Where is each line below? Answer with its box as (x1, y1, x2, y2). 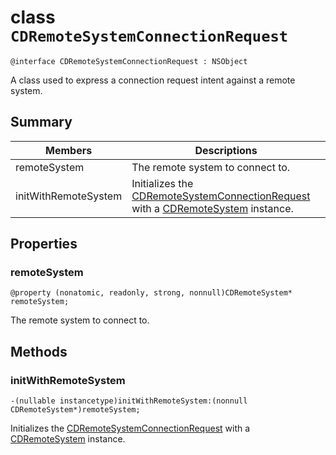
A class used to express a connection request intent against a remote (10, 74, 296, 86)
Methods (10, 343, 68, 360)
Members (45, 143, 93, 157)
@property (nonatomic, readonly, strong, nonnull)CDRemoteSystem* (10, 288, 293, 298)
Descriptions (194, 143, 258, 157)
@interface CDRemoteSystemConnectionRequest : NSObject (10, 56, 248, 66)
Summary (10, 114, 73, 131)
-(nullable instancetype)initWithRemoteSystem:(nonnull (10, 396, 248, 406)
